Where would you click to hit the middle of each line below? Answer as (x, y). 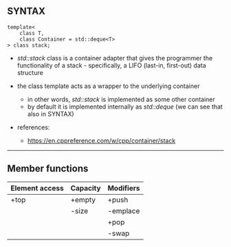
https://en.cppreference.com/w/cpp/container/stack (101, 140)
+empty (83, 200)
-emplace (124, 211)
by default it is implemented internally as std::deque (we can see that (125, 107)
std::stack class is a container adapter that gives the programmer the (115, 58)
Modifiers (124, 188)
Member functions (48, 169)
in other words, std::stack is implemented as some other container (121, 99)
